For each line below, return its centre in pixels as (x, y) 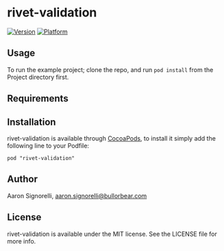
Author (22, 179)
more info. (22, 241)
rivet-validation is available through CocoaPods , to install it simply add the (111, 138)
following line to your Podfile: (48, 145)
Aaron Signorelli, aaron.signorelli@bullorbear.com (77, 195)
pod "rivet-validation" (41, 158)
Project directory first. (38, 77)
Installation (32, 122)
